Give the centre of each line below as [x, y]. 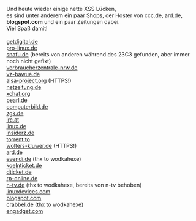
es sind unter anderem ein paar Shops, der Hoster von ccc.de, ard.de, [94, 15]
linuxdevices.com [28, 192]
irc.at [13, 120]
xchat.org [18, 94]
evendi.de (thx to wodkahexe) [44, 159]
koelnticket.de [24, 165]
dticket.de [19, 172]
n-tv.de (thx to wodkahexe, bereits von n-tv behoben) [74, 185]
